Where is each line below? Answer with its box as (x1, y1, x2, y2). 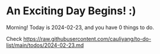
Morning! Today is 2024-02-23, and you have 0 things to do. (6, 24, 154, 31)
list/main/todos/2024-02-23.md (6, 42, 84, 49)
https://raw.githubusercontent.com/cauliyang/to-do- (23, 35, 152, 42)
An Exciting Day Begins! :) (6, 4, 136, 18)
